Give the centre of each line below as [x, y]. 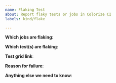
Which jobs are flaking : [29, 37]
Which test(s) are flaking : [32, 47]
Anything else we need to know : [39, 76]
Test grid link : [19, 56]
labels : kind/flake [25, 19]
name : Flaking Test [25, 10]
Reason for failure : [24, 66]
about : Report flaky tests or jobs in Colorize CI [58, 14]
